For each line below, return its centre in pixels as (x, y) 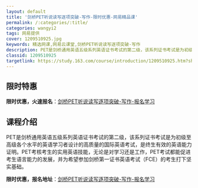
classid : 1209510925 (32, 55)
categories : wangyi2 (32, 28)
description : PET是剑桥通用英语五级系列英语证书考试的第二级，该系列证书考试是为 (95, 50)
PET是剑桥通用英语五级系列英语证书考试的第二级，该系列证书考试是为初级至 (99, 137)
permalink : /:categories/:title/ (47, 22)
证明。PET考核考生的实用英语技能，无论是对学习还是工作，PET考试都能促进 (98, 152)
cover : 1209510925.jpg (34, 39)
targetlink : (21, 61)
